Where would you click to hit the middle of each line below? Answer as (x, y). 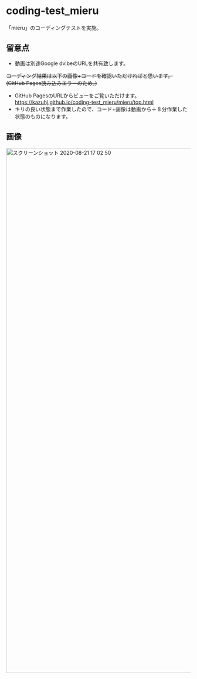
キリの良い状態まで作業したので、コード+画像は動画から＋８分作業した (101, 109)
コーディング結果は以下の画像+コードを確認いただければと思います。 (89, 76)
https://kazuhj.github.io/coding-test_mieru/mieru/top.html (84, 102)
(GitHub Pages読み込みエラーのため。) (52, 83)
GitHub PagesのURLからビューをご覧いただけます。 (77, 96)
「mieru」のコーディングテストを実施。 (54, 28)
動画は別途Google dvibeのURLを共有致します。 (72, 63)
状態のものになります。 (43, 116)
